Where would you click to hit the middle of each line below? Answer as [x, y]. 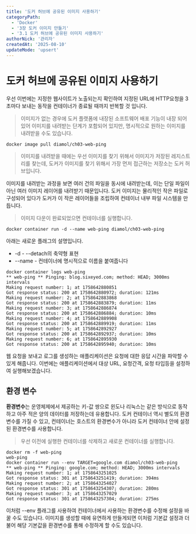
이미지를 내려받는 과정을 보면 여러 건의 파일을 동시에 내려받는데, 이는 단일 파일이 [98, 183]
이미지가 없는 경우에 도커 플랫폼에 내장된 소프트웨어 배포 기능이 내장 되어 [104, 118]
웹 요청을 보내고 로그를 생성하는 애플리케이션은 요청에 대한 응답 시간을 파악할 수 [97, 356]
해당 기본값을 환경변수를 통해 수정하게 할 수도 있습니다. [80, 525]
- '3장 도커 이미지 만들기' [40, 28]
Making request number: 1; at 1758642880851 [62, 287]
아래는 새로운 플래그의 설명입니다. [45, 241]
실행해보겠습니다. [32, 371]
